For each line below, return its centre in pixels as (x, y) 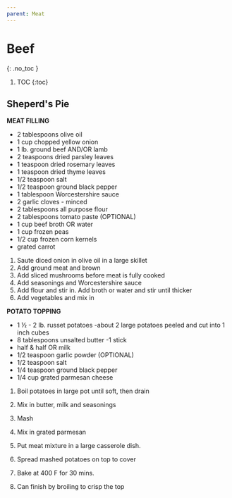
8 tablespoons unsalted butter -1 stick (72, 340)
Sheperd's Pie (38, 104)
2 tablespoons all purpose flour (62, 209)
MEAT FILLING (28, 121)
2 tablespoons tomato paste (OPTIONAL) (76, 217)
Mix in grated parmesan (51, 432)
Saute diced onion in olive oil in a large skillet (82, 261)
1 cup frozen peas (43, 232)
